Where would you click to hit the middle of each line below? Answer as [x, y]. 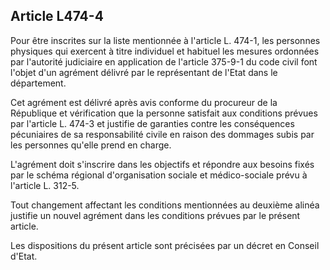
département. [38, 83]
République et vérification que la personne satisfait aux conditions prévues [164, 113]
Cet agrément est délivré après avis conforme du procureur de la [144, 102]
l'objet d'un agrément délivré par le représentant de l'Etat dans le [144, 72]
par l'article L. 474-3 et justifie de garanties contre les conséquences [152, 123]
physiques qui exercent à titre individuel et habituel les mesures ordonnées [165, 51]
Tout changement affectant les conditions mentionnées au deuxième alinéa [165, 205]
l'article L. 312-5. [45, 185]
